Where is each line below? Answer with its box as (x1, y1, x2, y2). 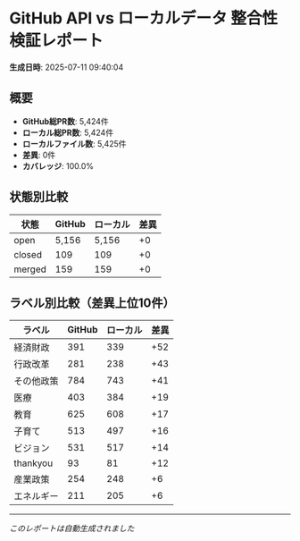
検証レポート (9, 30, 104, 51)
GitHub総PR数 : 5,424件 (21, 115, 109, 126)
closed (13, 248, 43, 260)
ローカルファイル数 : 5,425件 (21, 138, 127, 148)
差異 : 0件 (21, 149, 56, 160)
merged (13, 263, 47, 275)
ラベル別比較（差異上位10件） (9, 295, 176, 310)
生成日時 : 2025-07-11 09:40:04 (9, 62, 124, 72)
